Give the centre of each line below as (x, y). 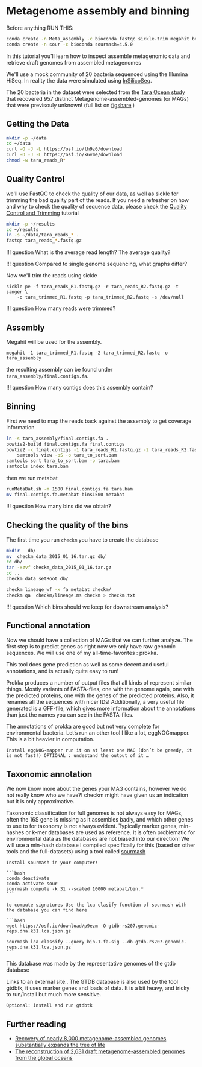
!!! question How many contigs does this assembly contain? (80, 388)
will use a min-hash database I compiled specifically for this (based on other (101, 845)
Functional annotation (48, 626)
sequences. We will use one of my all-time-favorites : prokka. (82, 653)
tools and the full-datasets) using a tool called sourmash (76, 852)
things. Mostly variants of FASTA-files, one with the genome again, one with (100, 689)
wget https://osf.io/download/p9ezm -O (56, 926)
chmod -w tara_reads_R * (36, 160)
